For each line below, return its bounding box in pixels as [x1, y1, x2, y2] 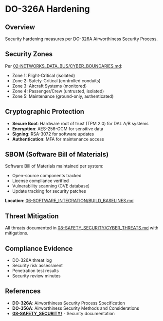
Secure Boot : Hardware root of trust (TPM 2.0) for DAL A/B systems [12, 120, 149, 126]
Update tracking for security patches [12, 188, 86, 194]
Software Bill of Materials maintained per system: [5, 163, 104, 169]
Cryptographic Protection [5, 108, 84, 116]
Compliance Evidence [5, 244, 73, 252]
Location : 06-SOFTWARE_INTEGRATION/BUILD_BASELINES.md [5, 198, 134, 204]
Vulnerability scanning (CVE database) [12, 183, 90, 189]
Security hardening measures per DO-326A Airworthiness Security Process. [5, 36, 158, 42]
